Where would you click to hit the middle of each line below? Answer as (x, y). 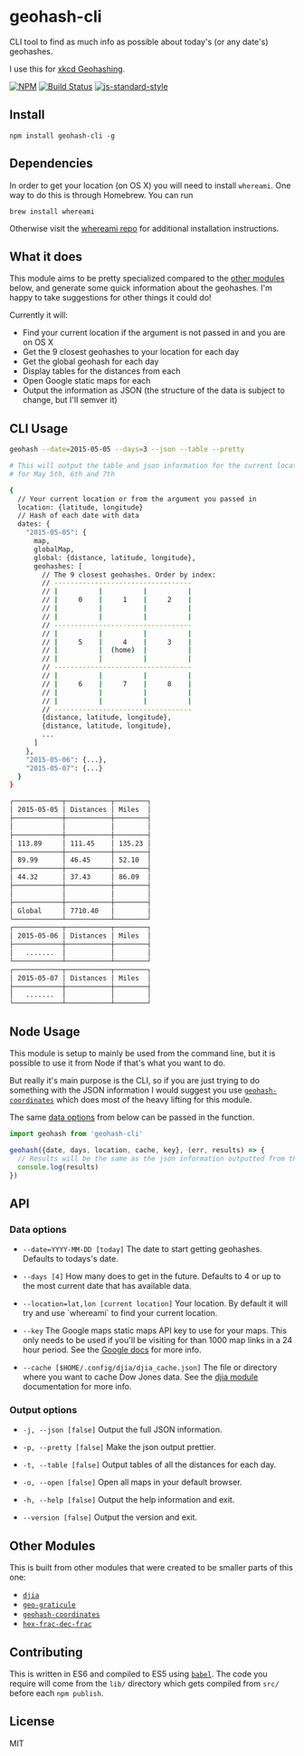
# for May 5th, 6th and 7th (62, 474)
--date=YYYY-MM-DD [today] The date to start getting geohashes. (142, 1249)
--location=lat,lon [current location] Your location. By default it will (155, 1303)
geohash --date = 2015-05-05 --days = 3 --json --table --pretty (127, 450)
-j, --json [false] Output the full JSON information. (122, 1430)
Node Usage (45, 1031)
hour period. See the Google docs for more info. (112, 1350)
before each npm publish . (57, 1693)
